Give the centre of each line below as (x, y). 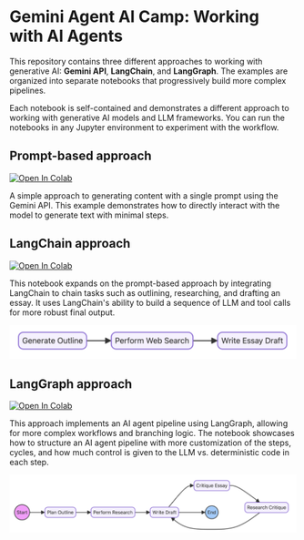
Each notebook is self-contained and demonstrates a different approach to (149, 107)
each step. (29, 463)
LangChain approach (70, 244)
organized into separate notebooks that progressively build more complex (148, 80)
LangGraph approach (71, 384)
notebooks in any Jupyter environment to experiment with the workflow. (144, 127)
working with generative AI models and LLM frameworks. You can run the (147, 117)
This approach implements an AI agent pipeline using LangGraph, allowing (149, 423)
